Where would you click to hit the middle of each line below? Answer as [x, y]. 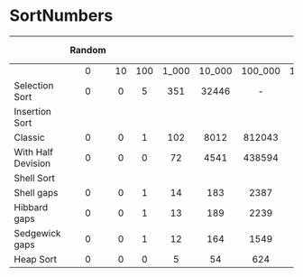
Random [88, 50]
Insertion [32, 111]
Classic [29, 137]
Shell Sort [35, 178]
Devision [32, 163]
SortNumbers [61, 16]
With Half [34, 152]
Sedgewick [37, 233]
